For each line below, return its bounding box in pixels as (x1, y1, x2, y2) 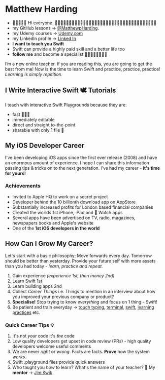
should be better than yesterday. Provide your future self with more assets (5, 258, 156, 264)
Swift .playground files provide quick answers (12, 359, 105, 365)
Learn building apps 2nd (12, 283, 62, 289)
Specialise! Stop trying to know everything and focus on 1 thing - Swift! (12, 299, 158, 304)
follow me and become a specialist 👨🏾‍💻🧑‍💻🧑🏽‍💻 (12, 51, 107, 57)
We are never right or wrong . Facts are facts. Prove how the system (12, 348, 150, 354)
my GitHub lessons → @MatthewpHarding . (12, 25, 99, 31)
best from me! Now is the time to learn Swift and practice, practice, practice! (5, 66, 161, 72)
